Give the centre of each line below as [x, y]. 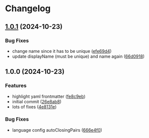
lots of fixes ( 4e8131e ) [34, 107]
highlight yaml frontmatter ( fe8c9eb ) [49, 96]
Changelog [28, 9]
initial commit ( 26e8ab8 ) [37, 101]
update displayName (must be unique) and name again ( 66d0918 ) [78, 56]
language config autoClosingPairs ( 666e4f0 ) [57, 130]
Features [16, 86]
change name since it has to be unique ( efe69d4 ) [62, 51]
